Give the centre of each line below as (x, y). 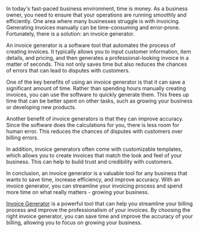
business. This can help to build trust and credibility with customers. (90, 162)
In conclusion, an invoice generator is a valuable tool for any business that (97, 173)
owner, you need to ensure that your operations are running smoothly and (97, 15)
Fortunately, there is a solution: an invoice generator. (70, 34)
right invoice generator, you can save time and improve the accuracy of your (99, 216)
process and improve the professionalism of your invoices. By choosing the (98, 210)
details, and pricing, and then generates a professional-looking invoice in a (97, 58)
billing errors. (22, 138)
